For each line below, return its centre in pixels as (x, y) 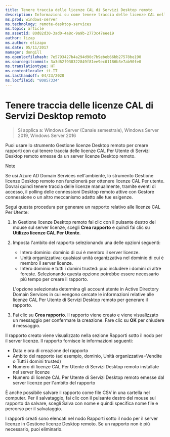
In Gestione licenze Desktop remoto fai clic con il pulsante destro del (84, 222)
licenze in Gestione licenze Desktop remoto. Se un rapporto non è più (78, 424)
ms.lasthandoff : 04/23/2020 (35, 76)
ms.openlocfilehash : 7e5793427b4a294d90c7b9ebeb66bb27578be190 (73, 57)
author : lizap (20, 38)
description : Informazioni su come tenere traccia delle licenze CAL (80, 15)
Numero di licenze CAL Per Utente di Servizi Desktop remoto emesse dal (88, 377)
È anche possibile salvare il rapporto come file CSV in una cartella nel (78, 393)
